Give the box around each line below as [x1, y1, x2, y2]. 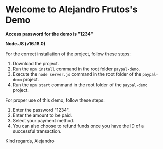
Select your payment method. [12, 117, 75, 123]
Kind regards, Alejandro [5, 138, 55, 144]
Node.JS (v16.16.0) [5, 40, 46, 46]
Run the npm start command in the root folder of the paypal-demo [12, 82, 148, 88]
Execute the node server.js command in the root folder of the [12, 71, 142, 77]
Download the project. [12, 60, 59, 66]
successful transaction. [12, 128, 62, 134]
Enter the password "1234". [12, 107, 70, 113]
